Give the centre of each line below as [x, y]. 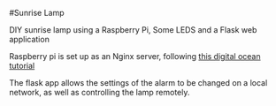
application [30, 39]
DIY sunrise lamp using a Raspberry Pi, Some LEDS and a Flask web [133, 30]
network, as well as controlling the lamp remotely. [100, 92]
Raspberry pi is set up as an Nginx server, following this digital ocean [135, 56]
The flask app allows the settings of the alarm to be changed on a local [138, 83]
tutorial [22, 66]
